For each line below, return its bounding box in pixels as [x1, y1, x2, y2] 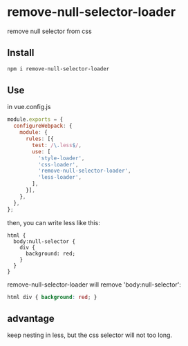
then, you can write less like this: [7, 218, 100, 227]
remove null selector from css [7, 27, 92, 35]
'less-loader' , [37, 174, 82, 181]
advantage [7, 312, 55, 325]
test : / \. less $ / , [32, 142, 82, 148]
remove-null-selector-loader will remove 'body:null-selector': [7, 280, 182, 289]
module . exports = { [7, 116, 64, 123]
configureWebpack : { [13, 122, 73, 130]
